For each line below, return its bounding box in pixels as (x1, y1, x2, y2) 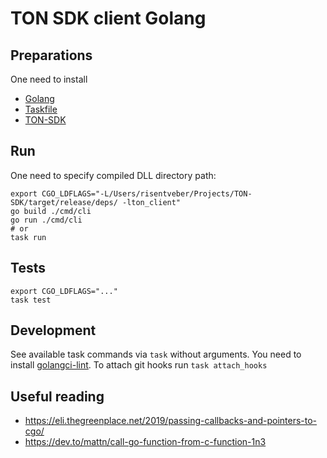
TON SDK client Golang (10, 7, 207, 30)
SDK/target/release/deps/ (10, 197, 118, 207)
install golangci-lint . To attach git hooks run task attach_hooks (10, 359, 268, 371)
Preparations (10, 47, 93, 64)
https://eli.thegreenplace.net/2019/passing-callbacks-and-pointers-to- (24, 415, 318, 427)
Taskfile (24, 103, 58, 115)
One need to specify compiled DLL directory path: (10, 169, 217, 181)
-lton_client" (121, 197, 182, 207)
